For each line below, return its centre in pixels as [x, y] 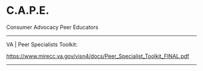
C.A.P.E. [28, 11]
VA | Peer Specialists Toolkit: [42, 44]
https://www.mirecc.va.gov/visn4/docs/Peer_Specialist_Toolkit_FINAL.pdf [98, 56]
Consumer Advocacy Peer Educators [52, 27]
